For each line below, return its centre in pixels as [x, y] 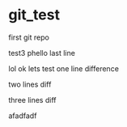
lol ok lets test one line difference [64, 68]
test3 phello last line [42, 53]
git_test [34, 15]
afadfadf [23, 116]
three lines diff [32, 99]
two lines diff [30, 84]
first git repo [29, 37]
